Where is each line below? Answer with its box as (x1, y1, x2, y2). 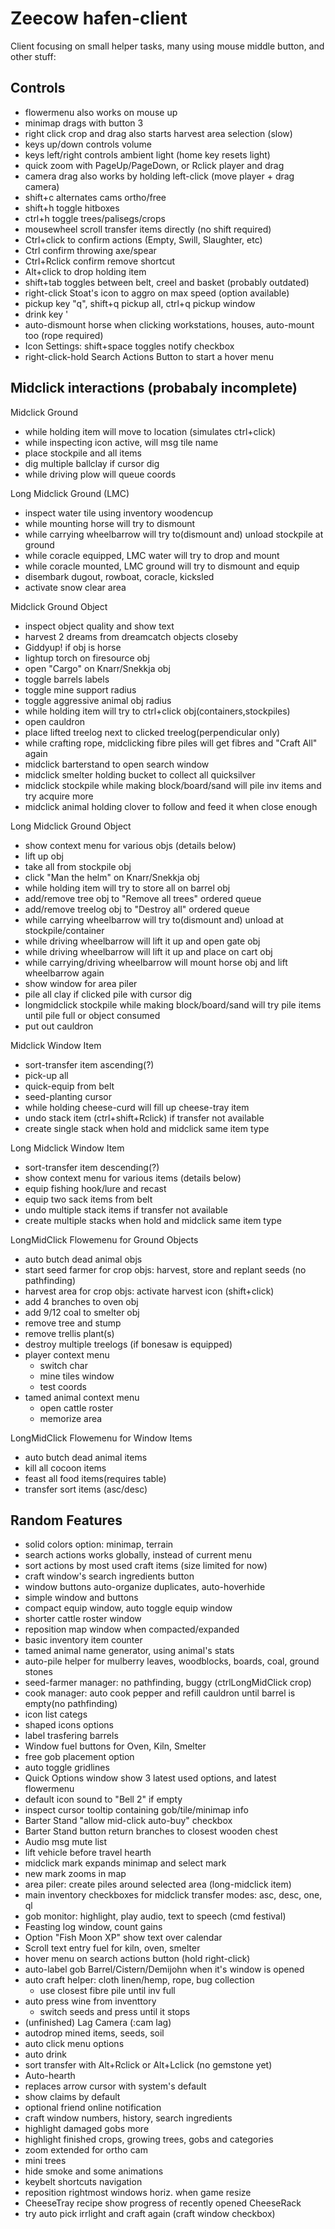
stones (24, 1666, 53, 1678)
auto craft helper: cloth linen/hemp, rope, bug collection (24, 1974, 255, 1986)
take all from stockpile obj (24, 860, 132, 872)
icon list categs (24, 1708, 88, 1721)
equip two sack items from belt (24, 1193, 153, 1205)
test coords (39, 1380, 87, 1392)
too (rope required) (24, 329, 104, 341)
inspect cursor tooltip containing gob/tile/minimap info (24, 1804, 249, 1816)
